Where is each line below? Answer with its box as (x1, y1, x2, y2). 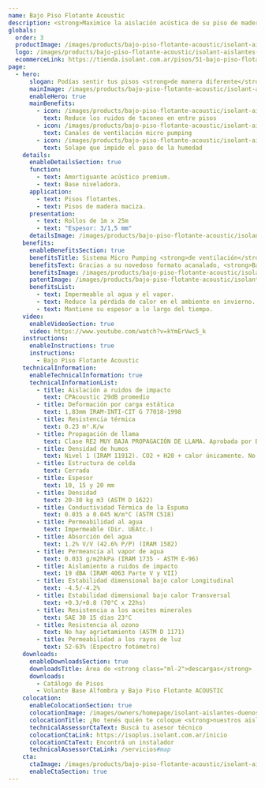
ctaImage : (28, 760, 62, 768)
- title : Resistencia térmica (36, 415, 136, 423)
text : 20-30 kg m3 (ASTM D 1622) (43, 496, 154, 504)
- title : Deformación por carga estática (36, 400, 175, 409)
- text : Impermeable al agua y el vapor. (36, 291, 175, 298)
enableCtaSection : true (28, 767, 108, 775)
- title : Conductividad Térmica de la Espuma (36, 503, 189, 512)
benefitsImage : (28, 268, 80, 276)
